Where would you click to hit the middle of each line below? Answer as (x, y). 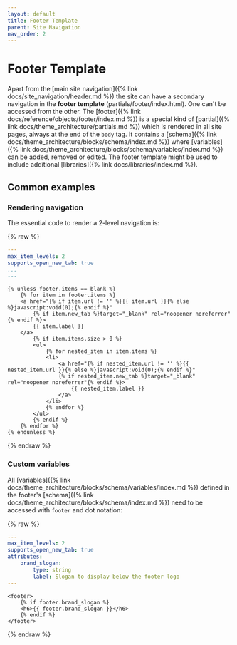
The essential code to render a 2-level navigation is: (84, 222)
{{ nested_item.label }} (107, 389)
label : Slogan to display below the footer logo (106, 577)
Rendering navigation (46, 207)
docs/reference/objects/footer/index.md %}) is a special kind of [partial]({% (118, 119)
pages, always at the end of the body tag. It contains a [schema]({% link (112, 134)
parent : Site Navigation (44, 27)
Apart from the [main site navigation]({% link (73, 89)
